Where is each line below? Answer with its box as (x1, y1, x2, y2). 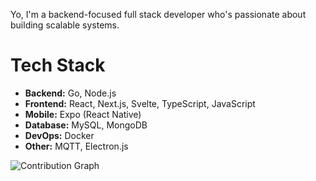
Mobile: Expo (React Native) (24, 108, 142, 120)
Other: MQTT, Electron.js (24, 140, 129, 152)
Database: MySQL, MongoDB (24, 119, 148, 131)
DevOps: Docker (24, 129, 95, 141)
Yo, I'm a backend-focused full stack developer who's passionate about (10, 9, 307, 20)
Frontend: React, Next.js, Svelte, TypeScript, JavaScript (24, 97, 256, 109)
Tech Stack (10, 54, 106, 77)
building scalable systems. (10, 19, 120, 31)
